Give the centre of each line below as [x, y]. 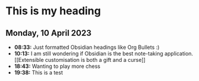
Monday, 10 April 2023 [49, 33]
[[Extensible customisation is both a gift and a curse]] [80, 60]
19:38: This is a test [38, 72]
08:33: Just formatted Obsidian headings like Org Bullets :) [87, 47]
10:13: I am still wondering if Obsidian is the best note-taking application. [104, 54]
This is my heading [53, 11]
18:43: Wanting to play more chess [57, 66]
